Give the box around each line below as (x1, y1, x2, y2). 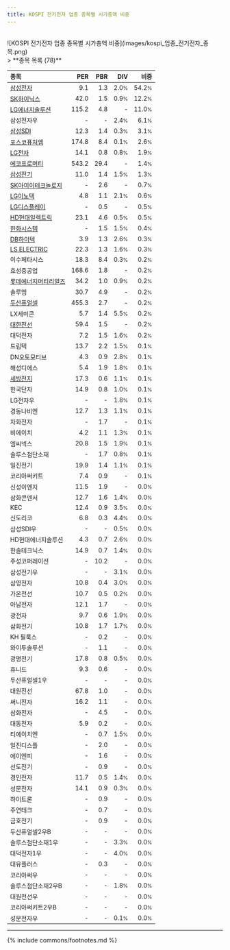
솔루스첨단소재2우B (10, 881, 63, 890)
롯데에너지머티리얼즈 (10, 277, 66, 285)
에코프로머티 (10, 160, 44, 168)
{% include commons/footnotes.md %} (7, 936, 118, 945)
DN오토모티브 (10, 353, 47, 361)
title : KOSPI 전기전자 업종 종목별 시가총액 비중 (7, 11, 130, 18)
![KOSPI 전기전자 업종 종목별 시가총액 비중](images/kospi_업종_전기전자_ (7, 38, 203, 47)
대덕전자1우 (10, 849, 42, 857)
